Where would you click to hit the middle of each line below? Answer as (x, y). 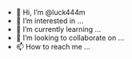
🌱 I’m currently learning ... (58, 29)
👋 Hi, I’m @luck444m (50, 12)
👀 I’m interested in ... (50, 21)
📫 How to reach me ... (53, 47)
